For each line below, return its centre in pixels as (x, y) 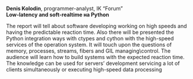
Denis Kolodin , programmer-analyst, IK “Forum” (64, 8)
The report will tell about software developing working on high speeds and (97, 26)
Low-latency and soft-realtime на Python (58, 15)
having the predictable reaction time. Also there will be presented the (90, 32)
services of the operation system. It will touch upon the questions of (89, 44)
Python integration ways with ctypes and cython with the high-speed (90, 38)
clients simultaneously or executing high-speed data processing (84, 69)
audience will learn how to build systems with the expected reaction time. (95, 57)
